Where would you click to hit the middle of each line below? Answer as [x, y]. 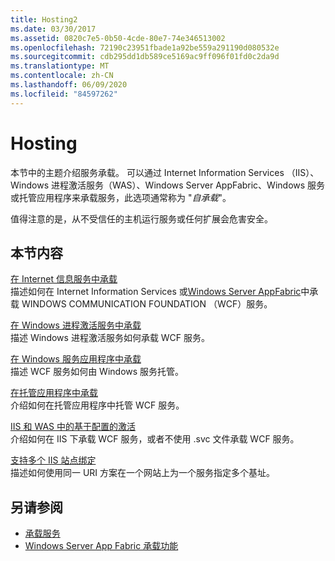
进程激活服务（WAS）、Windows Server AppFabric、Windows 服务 [188, 185]
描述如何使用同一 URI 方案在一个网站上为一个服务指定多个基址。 [143, 473]
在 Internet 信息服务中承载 [64, 279]
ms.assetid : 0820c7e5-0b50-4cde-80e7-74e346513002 [118, 38]
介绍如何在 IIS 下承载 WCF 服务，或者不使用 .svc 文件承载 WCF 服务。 [155, 439]
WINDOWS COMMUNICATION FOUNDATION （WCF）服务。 [147, 304]
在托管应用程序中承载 [54, 393]
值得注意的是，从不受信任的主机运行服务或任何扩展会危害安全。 [141, 218]
